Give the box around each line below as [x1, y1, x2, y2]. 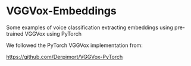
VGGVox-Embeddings [6, 4, 117, 18]
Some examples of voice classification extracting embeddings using [6, 24, 174, 31]
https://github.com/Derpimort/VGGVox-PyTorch [6, 53, 123, 60]
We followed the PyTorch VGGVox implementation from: [6, 42, 143, 49]
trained [6, 30, 24, 37]
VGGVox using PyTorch [24, 30, 82, 37]
